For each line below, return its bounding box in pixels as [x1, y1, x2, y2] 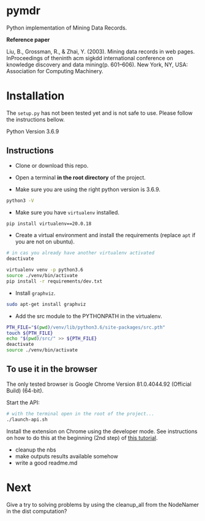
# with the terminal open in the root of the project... [6, 410, 155, 417]
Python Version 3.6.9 [6, 127, 59, 135]
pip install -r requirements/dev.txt [6, 278, 103, 284]
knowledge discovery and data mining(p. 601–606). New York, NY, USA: [6, 61, 188, 68]
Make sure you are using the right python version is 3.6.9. [15, 186, 161, 193]
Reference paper [6, 36, 50, 43]
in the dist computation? [6, 507, 67, 515]
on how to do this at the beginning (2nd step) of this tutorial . [6, 434, 158, 441]
